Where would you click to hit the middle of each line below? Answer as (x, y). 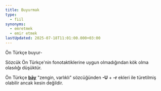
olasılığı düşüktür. (24, 67)
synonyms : (16, 24)
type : (11, 15)
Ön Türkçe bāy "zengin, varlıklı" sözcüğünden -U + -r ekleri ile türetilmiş (81, 77)
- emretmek (21, 29)
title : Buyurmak (22, 10)
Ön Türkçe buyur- (24, 52)
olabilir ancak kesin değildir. (34, 83)
